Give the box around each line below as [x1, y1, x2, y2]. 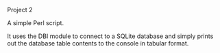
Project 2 [7, 6, 33, 14]
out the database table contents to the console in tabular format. [7, 39, 189, 47]
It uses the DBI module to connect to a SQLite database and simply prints [7, 32, 214, 40]
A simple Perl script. [7, 19, 64, 26]
